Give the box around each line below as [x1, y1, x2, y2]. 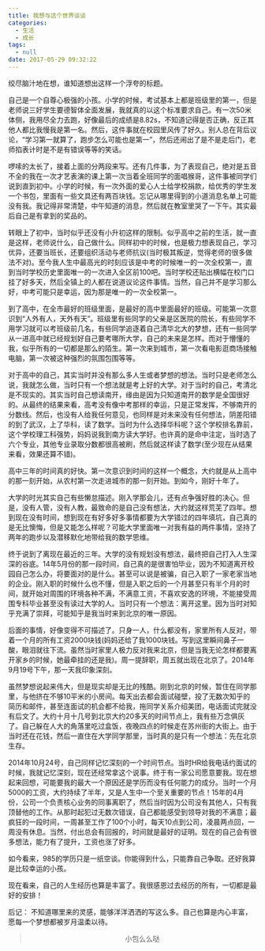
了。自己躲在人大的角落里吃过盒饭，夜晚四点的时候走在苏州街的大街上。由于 [8, 721, 257, 730]
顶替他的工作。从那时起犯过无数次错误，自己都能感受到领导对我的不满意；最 [8, 807, 257, 816]
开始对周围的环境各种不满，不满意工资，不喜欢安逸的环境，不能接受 [28, 589, 250, 598]
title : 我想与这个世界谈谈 [8, 11, 87, 20]
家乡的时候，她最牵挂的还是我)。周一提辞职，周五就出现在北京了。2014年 [14, 654, 255, 665]
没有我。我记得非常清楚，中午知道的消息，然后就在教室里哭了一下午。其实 [8, 201, 250, 210]
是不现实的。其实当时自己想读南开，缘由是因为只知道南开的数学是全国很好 [8, 389, 250, 400]
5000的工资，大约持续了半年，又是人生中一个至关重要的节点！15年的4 [8, 787, 237, 797]
